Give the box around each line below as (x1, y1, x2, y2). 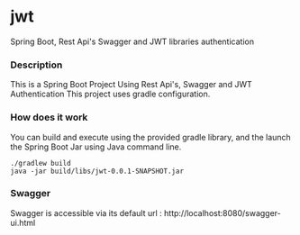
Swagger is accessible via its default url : (10, 207, 163, 218)
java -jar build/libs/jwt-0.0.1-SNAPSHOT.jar (10, 167, 184, 176)
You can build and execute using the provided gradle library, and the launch (10, 131, 291, 142)
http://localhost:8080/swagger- (164, 207, 282, 218)
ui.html (10, 217, 36, 228)
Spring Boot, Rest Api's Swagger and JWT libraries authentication (10, 36, 255, 47)
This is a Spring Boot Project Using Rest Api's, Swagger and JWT (10, 79, 252, 90)
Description (10, 59, 63, 71)
